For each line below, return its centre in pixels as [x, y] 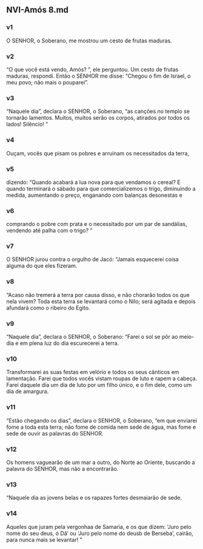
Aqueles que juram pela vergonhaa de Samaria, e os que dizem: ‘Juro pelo [99, 527]
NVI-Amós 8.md [37, 10]
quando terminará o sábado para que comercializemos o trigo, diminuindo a [101, 188]
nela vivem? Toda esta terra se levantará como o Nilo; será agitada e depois [101, 301]
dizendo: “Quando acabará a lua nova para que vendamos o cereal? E [93, 182]
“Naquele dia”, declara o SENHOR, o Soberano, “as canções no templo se [98, 111]
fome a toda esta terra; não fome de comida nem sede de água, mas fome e [101, 427]
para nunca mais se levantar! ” [44, 539]
